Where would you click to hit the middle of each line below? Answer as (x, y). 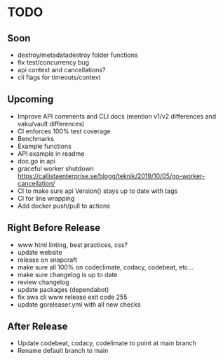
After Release (38, 327)
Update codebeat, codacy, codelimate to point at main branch (107, 343)
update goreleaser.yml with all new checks (79, 304)
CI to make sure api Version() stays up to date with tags (97, 191)
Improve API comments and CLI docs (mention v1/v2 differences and (116, 116)
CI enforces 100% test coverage (64, 131)
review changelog (43, 282)
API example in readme (51, 153)
